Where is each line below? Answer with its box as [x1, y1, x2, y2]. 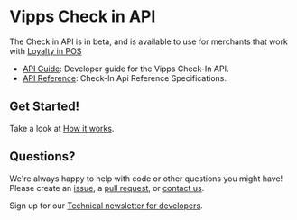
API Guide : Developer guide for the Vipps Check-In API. [22, 63, 229, 74]
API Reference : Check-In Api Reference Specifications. [22, 72, 227, 83]
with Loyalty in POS [9, 45, 82, 56]
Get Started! [9, 99, 79, 115]
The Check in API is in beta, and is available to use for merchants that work [9, 36, 289, 47]
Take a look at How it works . [9, 123, 115, 133]
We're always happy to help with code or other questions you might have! [9, 173, 283, 184]
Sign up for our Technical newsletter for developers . [9, 200, 203, 211]
